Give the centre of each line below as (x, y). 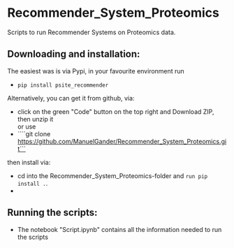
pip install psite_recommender (63, 85)
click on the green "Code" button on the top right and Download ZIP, (116, 111)
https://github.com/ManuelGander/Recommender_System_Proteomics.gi (122, 141)
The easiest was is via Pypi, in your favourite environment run (96, 71)
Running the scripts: (52, 213)
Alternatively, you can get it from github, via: (71, 98)
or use (27, 126)
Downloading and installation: (74, 54)
